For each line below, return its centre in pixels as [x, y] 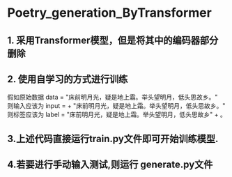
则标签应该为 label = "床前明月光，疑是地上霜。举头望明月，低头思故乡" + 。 [117, 115]
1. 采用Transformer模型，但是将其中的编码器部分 [113, 40]
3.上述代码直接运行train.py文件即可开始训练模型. [113, 138]
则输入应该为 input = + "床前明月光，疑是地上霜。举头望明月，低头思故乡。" [116, 106]
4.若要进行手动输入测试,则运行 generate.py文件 [110, 165]
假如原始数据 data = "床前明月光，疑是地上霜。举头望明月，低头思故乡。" [113, 97]
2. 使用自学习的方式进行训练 [68, 79]
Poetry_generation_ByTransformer [110, 13]
